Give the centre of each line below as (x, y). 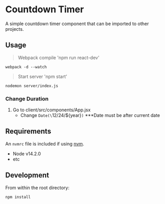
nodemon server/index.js (32, 86)
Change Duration (27, 98)
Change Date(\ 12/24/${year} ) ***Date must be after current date (90, 115)
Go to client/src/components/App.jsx (51, 110)
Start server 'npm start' (43, 76)
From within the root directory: (37, 188)
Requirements (28, 131)
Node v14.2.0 (27, 154)
